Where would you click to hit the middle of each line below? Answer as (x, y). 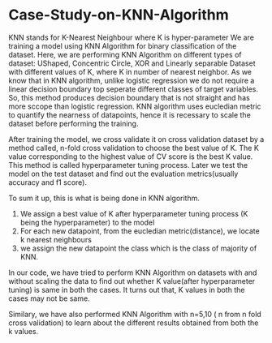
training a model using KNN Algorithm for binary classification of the (123, 45)
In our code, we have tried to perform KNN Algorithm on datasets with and (133, 272)
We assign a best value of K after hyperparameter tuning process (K (134, 213)
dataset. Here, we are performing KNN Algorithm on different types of (125, 54)
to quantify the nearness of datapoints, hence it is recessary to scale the (130, 114)
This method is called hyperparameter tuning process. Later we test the (128, 165)
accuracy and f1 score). (48, 182)
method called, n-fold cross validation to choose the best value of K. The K (134, 148)
